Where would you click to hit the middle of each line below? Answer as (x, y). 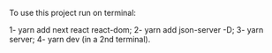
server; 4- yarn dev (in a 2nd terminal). (80, 39)
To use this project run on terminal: (73, 13)
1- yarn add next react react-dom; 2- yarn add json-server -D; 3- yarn (136, 30)
